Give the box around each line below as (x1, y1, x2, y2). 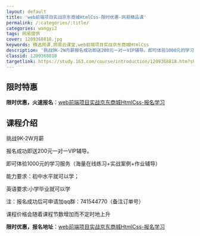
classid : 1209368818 (6, 53, 58, 59)
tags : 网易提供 (6, 31, 40, 37)
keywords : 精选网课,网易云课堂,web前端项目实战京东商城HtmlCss (6, 42, 149, 48)
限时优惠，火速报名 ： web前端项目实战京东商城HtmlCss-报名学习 (6, 99, 165, 106)
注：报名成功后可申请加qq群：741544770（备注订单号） (6, 198, 144, 205)
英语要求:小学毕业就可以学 (6, 185, 71, 193)
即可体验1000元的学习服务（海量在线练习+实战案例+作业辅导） (6, 160, 161, 167)
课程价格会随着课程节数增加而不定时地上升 (6, 210, 111, 218)
